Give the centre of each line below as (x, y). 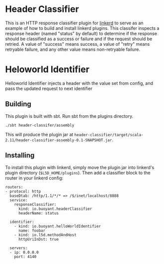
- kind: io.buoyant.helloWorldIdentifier (57, 226)
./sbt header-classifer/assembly (40, 125)
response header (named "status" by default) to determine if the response (81, 33)
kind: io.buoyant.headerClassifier (55, 209)
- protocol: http (23, 191)
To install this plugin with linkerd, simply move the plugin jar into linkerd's (80, 167)
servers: (19, 248)
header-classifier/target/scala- (109, 135)
